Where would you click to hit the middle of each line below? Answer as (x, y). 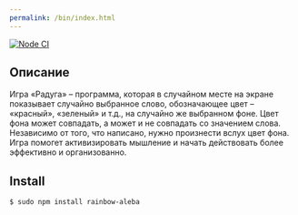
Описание (40, 72)
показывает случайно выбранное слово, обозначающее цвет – (132, 104)
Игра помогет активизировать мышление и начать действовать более (147, 143)
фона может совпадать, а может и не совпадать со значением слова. (145, 123)
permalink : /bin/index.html (63, 18)
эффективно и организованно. (68, 152)
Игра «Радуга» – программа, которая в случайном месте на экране (142, 94)
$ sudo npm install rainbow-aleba (75, 202)
